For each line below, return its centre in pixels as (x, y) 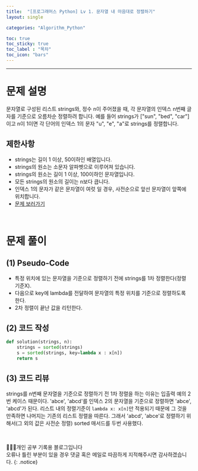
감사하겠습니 (173, 454)
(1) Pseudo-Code (38, 263)
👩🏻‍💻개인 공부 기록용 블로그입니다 (44, 447)
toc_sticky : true (27, 44)
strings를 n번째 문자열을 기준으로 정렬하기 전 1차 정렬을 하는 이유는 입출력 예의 (96, 394)
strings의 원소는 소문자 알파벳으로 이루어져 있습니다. (75, 166)
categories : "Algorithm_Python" (46, 28)
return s (27, 359)
